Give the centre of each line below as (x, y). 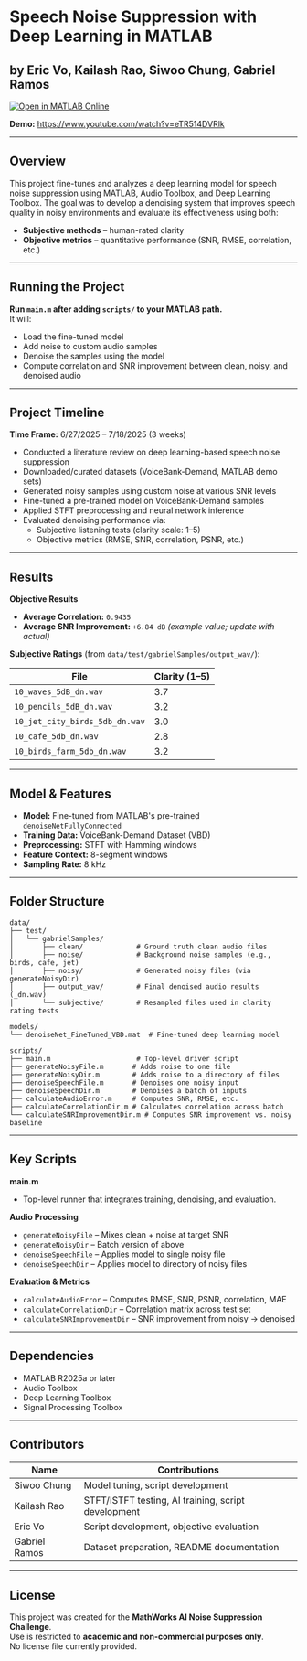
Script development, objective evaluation (171, 1527)
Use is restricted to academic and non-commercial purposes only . (137, 1637)
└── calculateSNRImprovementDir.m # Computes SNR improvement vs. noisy (151, 1114)
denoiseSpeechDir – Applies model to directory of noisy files (135, 1263)
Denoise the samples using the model (94, 356)
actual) (36, 637)
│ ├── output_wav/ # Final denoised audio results (134, 986)
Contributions (188, 1470)
